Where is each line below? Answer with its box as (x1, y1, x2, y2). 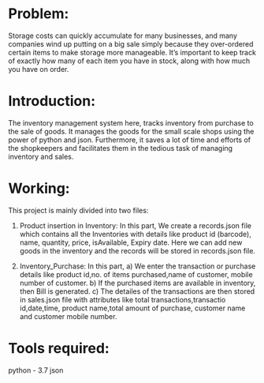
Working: (8, 179, 70, 197)
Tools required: (8, 340, 110, 357)
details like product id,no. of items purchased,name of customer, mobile (19, 269, 254, 279)
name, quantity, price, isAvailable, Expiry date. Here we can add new (19, 238, 243, 247)
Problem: (8, 5, 69, 23)
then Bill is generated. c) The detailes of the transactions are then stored (19, 286, 255, 296)
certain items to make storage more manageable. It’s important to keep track (8, 47, 256, 57)
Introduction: (8, 92, 96, 111)
